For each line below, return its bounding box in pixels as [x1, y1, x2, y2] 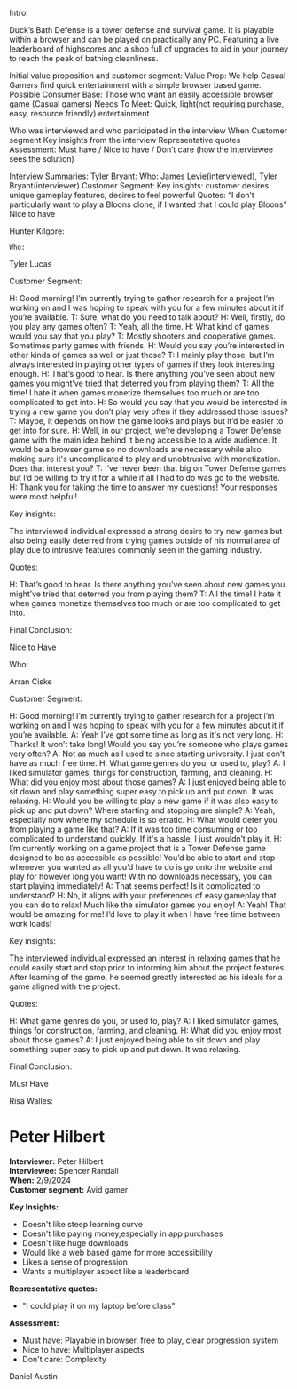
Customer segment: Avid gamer [9, 1184, 129, 1194]
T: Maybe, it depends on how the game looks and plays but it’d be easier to [9, 416, 284, 426]
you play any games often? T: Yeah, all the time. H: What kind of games [9, 322, 270, 331]
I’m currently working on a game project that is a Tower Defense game [9, 843, 266, 853]
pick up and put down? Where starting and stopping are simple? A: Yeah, [9, 805, 276, 816]
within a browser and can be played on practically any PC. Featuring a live [9, 35, 279, 44]
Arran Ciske [9, 676, 53, 687]
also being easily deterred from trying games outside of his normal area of [9, 535, 281, 546]
